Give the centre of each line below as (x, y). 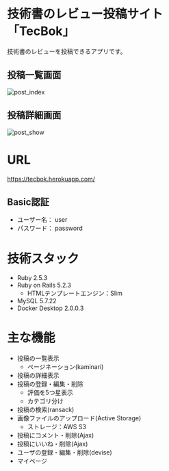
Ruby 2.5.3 (32, 278)
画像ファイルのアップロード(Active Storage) (79, 418)
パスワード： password (50, 228)
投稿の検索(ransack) (45, 410)
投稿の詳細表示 (38, 375)
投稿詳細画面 (34, 115)
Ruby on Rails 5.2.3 (44, 285)
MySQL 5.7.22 (37, 301)
